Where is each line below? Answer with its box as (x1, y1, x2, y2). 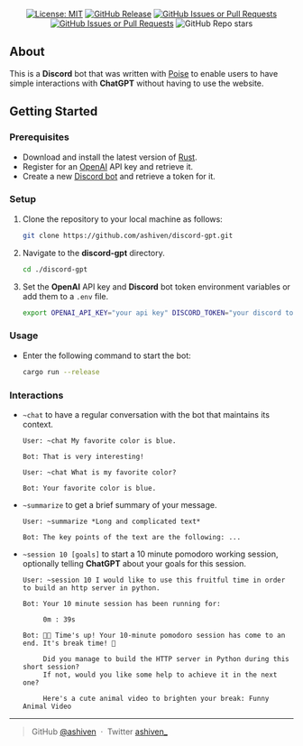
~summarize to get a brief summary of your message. (22, 499, 218, 510)
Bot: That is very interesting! (22, 452, 144, 461)
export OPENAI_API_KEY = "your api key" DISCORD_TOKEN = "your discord (22, 308, 282, 318)
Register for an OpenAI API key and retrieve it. (22, 161, 194, 171)
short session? (22, 662, 80, 671)
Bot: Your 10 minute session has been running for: (22, 599, 221, 608)
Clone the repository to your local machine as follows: (22, 213, 223, 225)
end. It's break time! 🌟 (22, 639, 116, 648)
